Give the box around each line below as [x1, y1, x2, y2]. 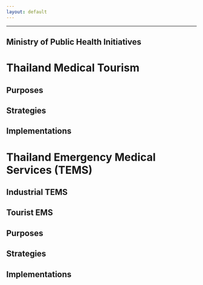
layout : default [6, 8, 47, 15]
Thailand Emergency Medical [6, 150, 156, 164]
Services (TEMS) [6, 163, 92, 177]
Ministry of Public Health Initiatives [6, 37, 142, 47]
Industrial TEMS [6, 187, 68, 197]
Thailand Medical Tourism [6, 61, 140, 75]
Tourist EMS [6, 208, 53, 218]
